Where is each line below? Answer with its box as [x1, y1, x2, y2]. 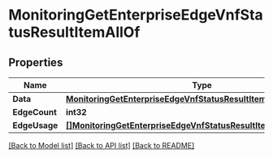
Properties [8, 55, 63, 69]
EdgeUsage [12, 120, 58, 131]
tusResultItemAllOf [8, 23, 141, 42]
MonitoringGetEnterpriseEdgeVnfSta [8, 6, 264, 24]
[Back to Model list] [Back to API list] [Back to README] [8, 141, 195, 150]
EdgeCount [12, 107, 57, 117]
